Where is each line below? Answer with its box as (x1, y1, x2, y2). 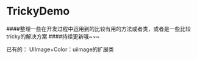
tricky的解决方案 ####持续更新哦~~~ (6, 32, 100, 40)
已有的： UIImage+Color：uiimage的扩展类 (6, 46, 114, 53)
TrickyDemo (6, 4, 70, 18)
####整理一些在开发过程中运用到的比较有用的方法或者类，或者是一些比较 (6, 25, 191, 32)
